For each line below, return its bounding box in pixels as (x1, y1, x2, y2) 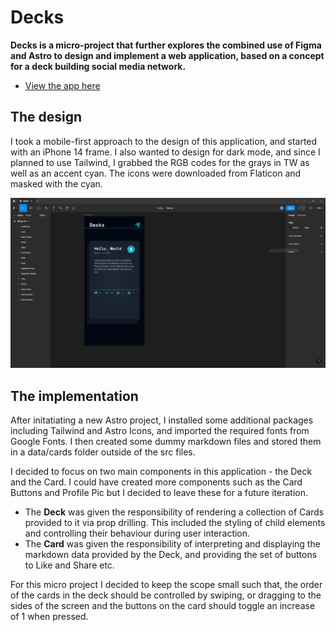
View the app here (24, 79, 101, 91)
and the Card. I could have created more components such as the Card (10, 476, 303, 488)
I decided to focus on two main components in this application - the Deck (10, 466, 313, 478)
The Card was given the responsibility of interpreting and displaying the (24, 538, 321, 550)
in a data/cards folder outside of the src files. (10, 446, 196, 458)
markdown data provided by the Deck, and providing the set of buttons (24, 549, 318, 561)
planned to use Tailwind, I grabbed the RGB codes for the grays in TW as (10, 156, 310, 168)
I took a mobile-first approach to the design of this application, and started (10, 135, 318, 147)
